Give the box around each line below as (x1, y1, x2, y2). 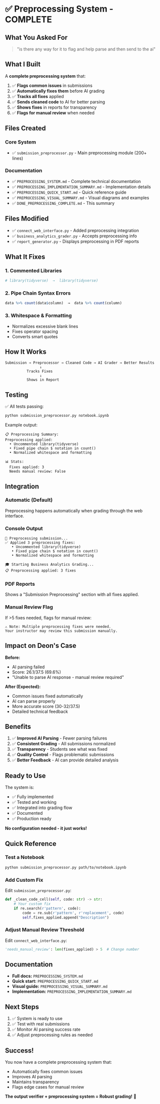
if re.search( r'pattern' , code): (14, 906, 81, 911)
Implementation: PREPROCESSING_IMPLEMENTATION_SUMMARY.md (12, 989, 132, 994)
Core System (5, 139, 36, 146)
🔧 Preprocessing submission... (5, 536, 68, 541)
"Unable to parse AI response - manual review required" (12, 674, 124, 680)
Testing (5, 391, 29, 399)
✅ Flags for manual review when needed (12, 110, 95, 115)
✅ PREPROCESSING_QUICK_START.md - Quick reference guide (12, 189, 127, 195)
